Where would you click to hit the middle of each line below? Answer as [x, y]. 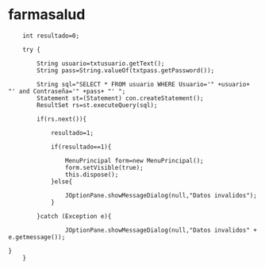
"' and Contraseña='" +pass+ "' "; [67, 91]
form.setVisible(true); [104, 167]
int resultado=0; [51, 36]
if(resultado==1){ [81, 147]
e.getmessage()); [37, 237]
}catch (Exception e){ [74, 216]
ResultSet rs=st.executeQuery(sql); [97, 105]
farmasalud [47, 15]
